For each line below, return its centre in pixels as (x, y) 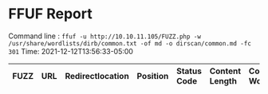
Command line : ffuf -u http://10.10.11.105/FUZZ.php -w (105, 36)
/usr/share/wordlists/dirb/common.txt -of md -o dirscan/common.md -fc (130, 43)
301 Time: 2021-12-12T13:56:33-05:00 (71, 51)
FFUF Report (51, 14)
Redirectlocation (97, 76)
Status (189, 71)
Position (153, 76)
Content (225, 71)
